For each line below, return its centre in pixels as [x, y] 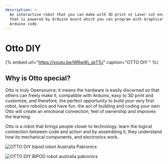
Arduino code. [24, 24]
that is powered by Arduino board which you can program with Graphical [87, 19]
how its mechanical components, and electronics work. [62, 137]
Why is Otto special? [38, 78]
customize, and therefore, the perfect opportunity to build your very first [79, 101]
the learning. [18, 116]
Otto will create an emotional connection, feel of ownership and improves [80, 111]
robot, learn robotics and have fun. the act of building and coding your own [82, 106]
